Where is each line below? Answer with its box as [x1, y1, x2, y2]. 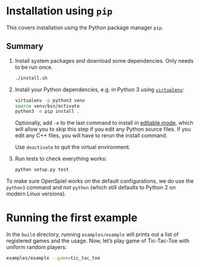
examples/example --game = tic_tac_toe [6, 255, 101, 261]
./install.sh [14, 75, 48, 81]
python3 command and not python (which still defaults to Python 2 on [6, 184, 176, 191]
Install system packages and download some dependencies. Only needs [14, 57, 194, 64]
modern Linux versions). [6, 190, 66, 198]
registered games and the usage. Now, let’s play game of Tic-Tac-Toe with [6, 237, 190, 244]
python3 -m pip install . [14, 109, 80, 115]
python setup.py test [14, 167, 69, 173]
